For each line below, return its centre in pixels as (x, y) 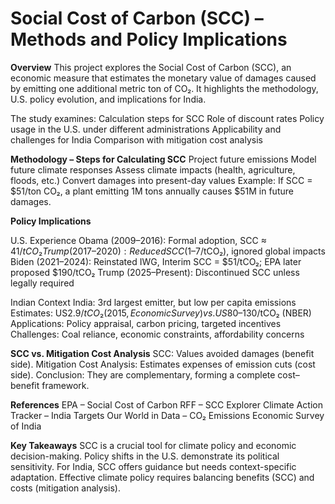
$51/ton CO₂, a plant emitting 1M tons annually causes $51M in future (152, 191)
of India (26, 426)
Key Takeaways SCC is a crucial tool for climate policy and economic (153, 445)
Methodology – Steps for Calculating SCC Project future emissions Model (163, 159)
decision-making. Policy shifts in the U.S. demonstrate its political (145, 456)
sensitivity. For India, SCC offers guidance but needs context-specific (153, 466)
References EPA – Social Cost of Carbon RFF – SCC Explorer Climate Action (166, 404)
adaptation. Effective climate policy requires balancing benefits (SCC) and (162, 477)
